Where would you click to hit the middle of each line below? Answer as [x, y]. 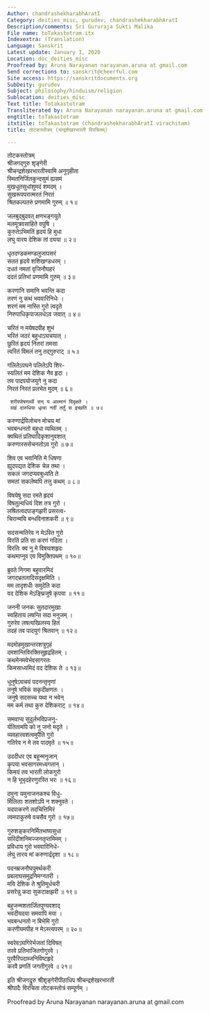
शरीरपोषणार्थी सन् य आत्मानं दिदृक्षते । [49, 402]
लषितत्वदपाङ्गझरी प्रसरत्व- [37, 511]
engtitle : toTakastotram [43, 117]
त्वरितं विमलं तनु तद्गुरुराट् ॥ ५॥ [43, 352]
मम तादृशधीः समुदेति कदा [34, 586]
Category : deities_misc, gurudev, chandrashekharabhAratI [93, 20]
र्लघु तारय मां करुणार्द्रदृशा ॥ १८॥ [43, 855]
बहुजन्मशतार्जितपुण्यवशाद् [34, 905]
